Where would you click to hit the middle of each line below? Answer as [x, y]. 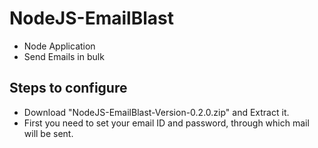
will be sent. [48, 133]
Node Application [59, 46]
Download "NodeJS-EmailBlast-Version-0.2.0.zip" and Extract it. [156, 112]
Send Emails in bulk [64, 56]
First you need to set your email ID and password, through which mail [166, 123]
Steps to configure [68, 88]
